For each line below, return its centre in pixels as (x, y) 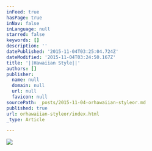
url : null (24, 91)
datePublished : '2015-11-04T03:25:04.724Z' (63, 52)
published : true (27, 108)
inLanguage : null (28, 29)
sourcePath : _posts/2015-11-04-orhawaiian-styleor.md (76, 102)
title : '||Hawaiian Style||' (43, 63)
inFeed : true (23, 12)
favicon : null (30, 97)
